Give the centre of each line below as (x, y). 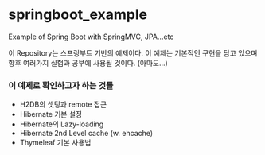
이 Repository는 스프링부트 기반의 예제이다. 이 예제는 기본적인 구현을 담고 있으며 (133, 52)
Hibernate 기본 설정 (51, 114)
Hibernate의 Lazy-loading (62, 124)
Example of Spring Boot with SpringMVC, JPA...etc (91, 37)
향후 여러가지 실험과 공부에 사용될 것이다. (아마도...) (88, 63)
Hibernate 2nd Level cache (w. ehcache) (86, 134)
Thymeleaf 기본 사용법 (55, 143)
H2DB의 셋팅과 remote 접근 (63, 104)
